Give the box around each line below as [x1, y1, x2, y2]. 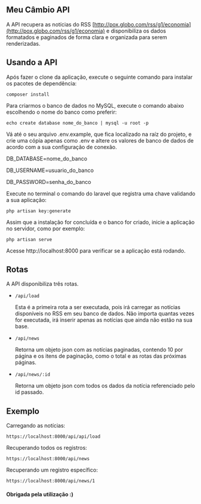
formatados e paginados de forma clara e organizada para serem [6, 33, 167, 41]
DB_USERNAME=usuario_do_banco [6, 167, 94, 174]
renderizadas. [6, 40, 41, 47]
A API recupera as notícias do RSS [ [6, 20, 95, 28]
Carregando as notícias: [6, 422, 65, 429]
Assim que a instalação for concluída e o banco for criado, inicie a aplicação [6, 218, 195, 226]
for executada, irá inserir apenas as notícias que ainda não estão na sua [14, 316, 193, 324]
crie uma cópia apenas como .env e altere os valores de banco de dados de [6, 137, 194, 144]
